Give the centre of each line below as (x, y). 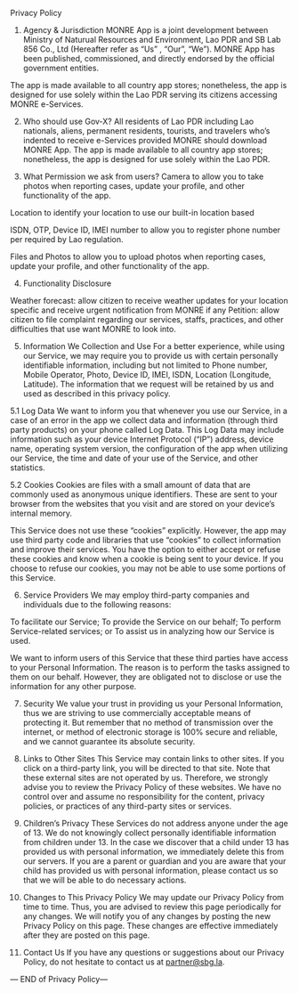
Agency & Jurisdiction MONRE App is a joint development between (145, 30)
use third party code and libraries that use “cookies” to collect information (145, 540)
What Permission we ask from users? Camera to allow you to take (143, 176)
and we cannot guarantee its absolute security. (109, 741)
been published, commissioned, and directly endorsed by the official (149, 58)
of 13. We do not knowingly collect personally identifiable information (149, 833)
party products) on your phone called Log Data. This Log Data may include (147, 430)
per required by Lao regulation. (67, 239)
